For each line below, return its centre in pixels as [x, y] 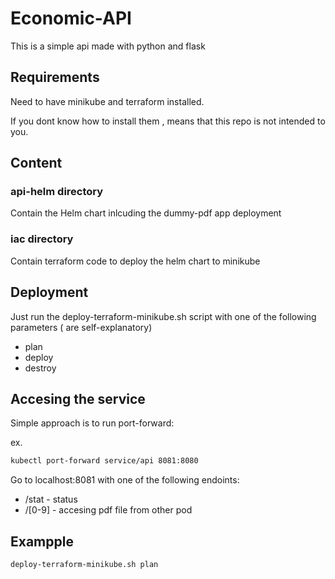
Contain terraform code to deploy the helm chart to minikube [135, 261]
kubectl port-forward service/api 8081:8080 [104, 461]
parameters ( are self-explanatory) [81, 327]
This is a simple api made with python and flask [108, 46]
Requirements [55, 77]
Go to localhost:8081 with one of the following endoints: [125, 480]
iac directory [42, 239]
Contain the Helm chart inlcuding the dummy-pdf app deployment [146, 213]
